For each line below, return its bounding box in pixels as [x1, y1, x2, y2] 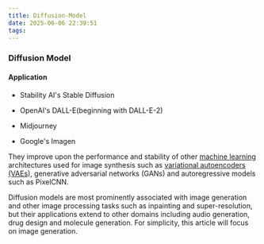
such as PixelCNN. [8, 176, 69, 187]
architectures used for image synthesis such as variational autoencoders [8, 160, 246, 169]
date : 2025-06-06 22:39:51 [8, 19, 98, 27]
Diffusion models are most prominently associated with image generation [8, 192, 247, 202]
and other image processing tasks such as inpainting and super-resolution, [8, 200, 253, 211]
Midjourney [19, 121, 57, 130]
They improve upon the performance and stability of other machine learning [8, 152, 256, 161]
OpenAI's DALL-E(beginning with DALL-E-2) [19, 105, 163, 115]
